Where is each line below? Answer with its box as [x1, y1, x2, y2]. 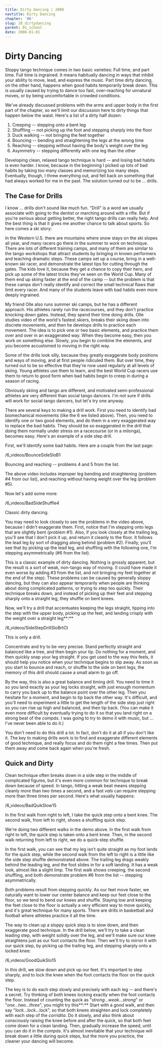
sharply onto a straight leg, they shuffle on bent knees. [5, 595, 115, 601]
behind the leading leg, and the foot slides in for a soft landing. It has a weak [5, 862, 158, 867]
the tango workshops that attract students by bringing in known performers [5, 250, 157, 256]
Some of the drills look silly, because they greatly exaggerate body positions [5, 352, 158, 358]
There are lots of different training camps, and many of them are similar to [5, 245, 153, 251]
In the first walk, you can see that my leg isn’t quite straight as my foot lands [5, 846, 158, 852]
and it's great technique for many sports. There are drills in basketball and [5, 907, 153, 913]
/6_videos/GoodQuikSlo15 [5, 957, 56, 963]
